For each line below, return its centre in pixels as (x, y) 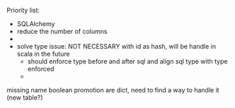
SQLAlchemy (36, 24)
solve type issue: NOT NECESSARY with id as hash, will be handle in (116, 46)
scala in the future (43, 54)
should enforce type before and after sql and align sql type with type (127, 61)
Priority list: (23, 10)
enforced (41, 69)
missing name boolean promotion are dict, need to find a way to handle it (113, 90)
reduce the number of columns (62, 31)
